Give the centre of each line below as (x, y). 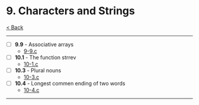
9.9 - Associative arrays (44, 44)
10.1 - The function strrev (45, 57)
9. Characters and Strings (70, 11)
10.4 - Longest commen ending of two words (70, 84)
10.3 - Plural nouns (38, 71)
